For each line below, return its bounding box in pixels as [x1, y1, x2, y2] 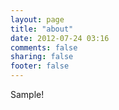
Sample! [10, 89, 45, 100]
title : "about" [10, 24, 74, 34]
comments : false [10, 42, 78, 53]
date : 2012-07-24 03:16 [10, 33, 110, 43]
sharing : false [10, 52, 74, 62]
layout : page [10, 14, 65, 25]
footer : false [10, 61, 70, 71]
